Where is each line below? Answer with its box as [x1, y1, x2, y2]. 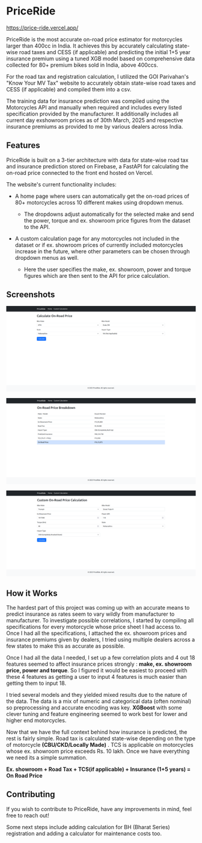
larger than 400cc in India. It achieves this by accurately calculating [6, 42, 174, 49]
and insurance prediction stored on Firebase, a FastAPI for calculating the [6, 162, 189, 170]
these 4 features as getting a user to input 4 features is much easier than [6, 673, 187, 680]
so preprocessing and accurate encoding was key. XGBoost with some [6, 704, 182, 711]
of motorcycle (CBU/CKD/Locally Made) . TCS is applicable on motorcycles [6, 741, 194, 748]
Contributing [6, 789, 55, 800]
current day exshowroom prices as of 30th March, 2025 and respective [6, 116, 183, 124]
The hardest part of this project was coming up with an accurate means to [6, 604, 190, 611]
